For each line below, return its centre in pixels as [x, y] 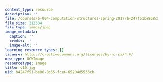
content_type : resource [29, 9]
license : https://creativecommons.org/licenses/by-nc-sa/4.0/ [69, 54]
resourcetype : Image [26, 63]
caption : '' [22, 37]
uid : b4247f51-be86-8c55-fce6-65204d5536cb [50, 72]
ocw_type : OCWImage [25, 59]
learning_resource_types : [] [34, 50]
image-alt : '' [24, 45]
